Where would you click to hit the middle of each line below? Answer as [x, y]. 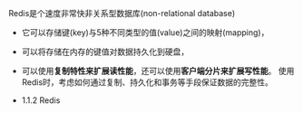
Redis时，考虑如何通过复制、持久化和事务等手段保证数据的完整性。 [147, 82]
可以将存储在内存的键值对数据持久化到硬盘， [105, 52]
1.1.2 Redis [41, 100]
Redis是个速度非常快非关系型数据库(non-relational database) [122, 13]
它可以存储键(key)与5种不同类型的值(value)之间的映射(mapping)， [145, 33]
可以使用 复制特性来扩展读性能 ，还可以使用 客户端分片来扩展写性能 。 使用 [158, 71]
